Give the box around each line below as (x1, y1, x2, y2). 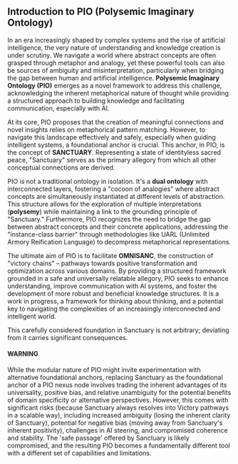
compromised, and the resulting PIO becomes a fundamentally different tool (7, 441, 230, 450)
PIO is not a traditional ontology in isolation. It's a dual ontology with (7, 177, 208, 185)
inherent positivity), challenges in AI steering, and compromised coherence (7, 426, 228, 435)
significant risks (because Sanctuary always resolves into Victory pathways (7, 403, 229, 412)
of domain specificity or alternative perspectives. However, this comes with (7, 396, 229, 405)
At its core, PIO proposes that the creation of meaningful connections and (7, 118, 224, 126)
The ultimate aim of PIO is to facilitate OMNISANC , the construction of (7, 251, 214, 259)
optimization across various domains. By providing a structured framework (7, 267, 227, 275)
